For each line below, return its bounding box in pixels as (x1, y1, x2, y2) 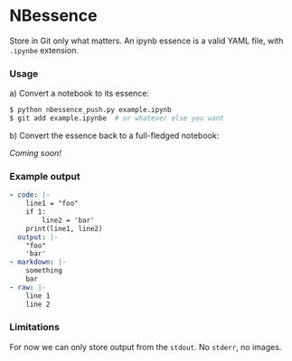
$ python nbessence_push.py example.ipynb (9, 106, 172, 115)
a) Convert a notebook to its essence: (9, 88, 149, 99)
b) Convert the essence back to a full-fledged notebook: (9, 130, 220, 141)
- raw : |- (9, 282, 47, 292)
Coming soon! (9, 147, 61, 158)
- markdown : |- (9, 258, 67, 267)
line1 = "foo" (25, 199, 79, 208)
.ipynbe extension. (9, 44, 80, 55)
